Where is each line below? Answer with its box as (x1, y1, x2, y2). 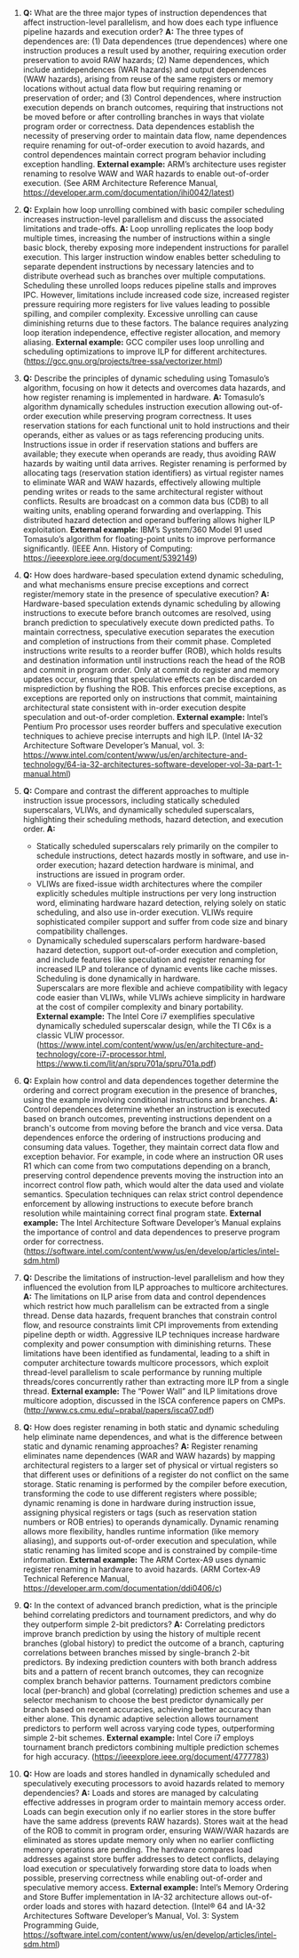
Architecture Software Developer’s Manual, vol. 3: (22, 740, 205, 750)
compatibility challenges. (35, 926, 128, 936)
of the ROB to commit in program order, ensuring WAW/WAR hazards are (22, 1825, 289, 1836)
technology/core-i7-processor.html (35, 1049, 165, 1059)
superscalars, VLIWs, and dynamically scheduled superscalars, (22, 805, 256, 815)
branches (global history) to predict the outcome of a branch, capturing (22, 1638, 285, 1648)
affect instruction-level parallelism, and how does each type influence (22, 17, 279, 28)
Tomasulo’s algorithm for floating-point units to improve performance (22, 534, 276, 544)
